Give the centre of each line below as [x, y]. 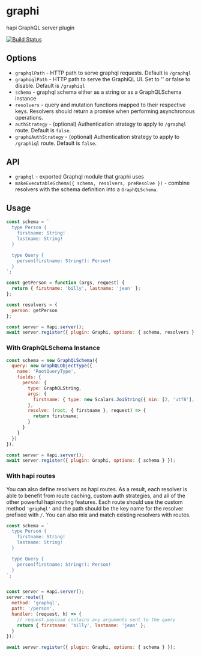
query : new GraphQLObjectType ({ [52, 366]
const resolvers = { [32, 305]
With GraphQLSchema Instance [53, 348]
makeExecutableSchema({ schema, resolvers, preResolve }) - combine [102, 183]
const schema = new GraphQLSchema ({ [52, 360]
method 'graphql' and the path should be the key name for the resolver [95, 508]
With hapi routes [31, 476]
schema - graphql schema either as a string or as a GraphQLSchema [98, 92]
